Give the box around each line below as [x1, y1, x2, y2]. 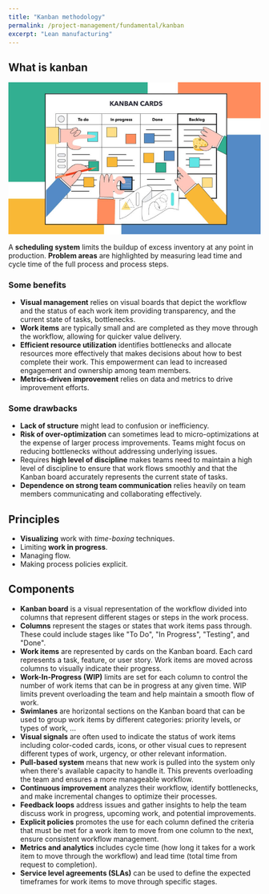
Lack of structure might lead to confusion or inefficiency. [19, 421, 210, 431]
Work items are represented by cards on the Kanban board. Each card [19, 646, 253, 656]
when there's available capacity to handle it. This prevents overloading [19, 766, 254, 775]
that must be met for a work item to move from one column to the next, [19, 825, 254, 835]
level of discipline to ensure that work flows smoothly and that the [19, 464, 238, 473]
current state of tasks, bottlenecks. [19, 314, 136, 324]
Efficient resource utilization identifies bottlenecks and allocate [19, 339, 232, 349]
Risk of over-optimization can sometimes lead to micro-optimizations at [19, 429, 259, 439]
